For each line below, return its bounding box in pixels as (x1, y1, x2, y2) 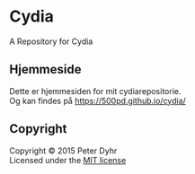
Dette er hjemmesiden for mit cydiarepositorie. (9, 85, 182, 96)
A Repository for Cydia (9, 36, 93, 47)
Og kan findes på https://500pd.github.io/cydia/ (9, 95, 186, 106)
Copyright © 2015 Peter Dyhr (9, 145, 118, 156)
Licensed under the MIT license (9, 154, 127, 165)
